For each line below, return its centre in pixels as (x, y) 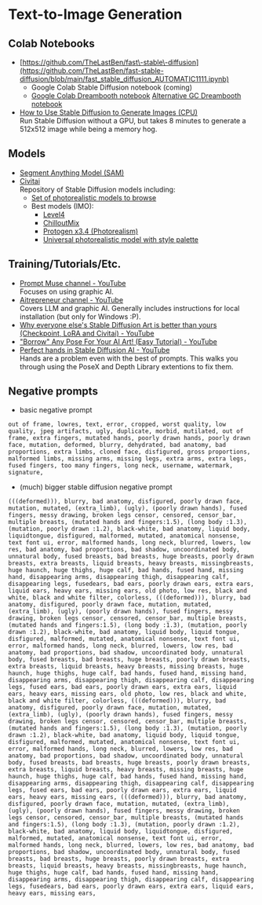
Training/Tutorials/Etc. (65, 264)
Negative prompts (53, 392)
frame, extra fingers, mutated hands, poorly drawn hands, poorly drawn (129, 438)
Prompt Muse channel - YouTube (73, 283)
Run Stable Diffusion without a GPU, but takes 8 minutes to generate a (133, 121)
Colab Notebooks (52, 44)
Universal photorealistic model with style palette (120, 239)
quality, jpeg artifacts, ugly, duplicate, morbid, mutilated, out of (126, 431)
